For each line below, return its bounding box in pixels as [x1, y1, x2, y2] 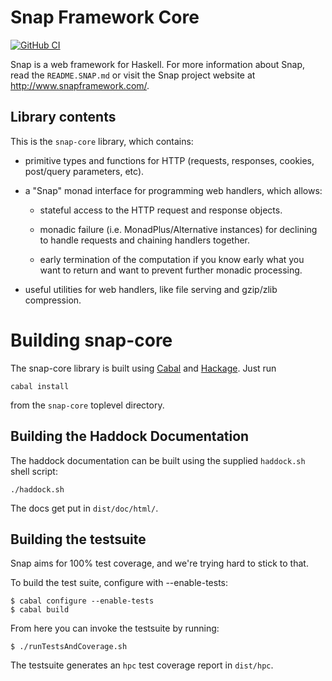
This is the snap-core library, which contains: [10, 135, 194, 147]
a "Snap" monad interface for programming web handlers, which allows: [24, 184, 323, 196]
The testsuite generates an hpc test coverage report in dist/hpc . [10, 659, 274, 671]
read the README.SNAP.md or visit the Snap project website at [10, 69, 256, 81]
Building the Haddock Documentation [10, 428, 250, 445]
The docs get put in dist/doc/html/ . [10, 502, 159, 514]
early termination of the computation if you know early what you [39, 253, 305, 265]
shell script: [10, 465, 58, 477]
